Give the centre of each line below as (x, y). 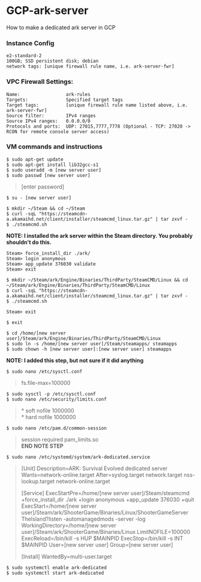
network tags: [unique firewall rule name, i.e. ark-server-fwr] (90, 67)
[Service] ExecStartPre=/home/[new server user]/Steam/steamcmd (105, 493)
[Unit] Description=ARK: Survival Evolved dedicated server (94, 468)
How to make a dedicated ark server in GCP (61, 27)
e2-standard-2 (24, 56)
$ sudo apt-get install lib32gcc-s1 (52, 165)
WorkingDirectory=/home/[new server (69, 525)
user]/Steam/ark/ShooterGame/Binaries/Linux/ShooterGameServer (105, 512)
